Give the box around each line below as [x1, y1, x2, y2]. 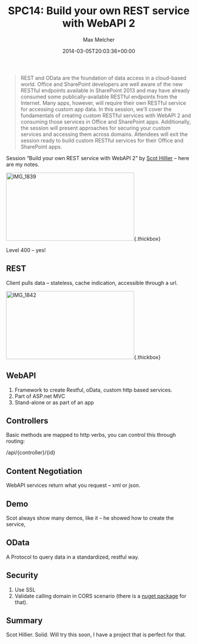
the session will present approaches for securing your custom [20, 124, 171, 131]
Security [6, 570, 38, 580]
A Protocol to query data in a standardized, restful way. [6, 553, 139, 560]
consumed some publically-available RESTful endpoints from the [20, 93, 178, 100]
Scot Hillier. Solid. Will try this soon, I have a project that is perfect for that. [6, 631, 186, 638]
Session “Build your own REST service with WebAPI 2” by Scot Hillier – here [6, 154, 189, 161]
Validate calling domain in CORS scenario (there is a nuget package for [14, 592, 187, 599]
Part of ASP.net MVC [14, 393, 66, 400]
